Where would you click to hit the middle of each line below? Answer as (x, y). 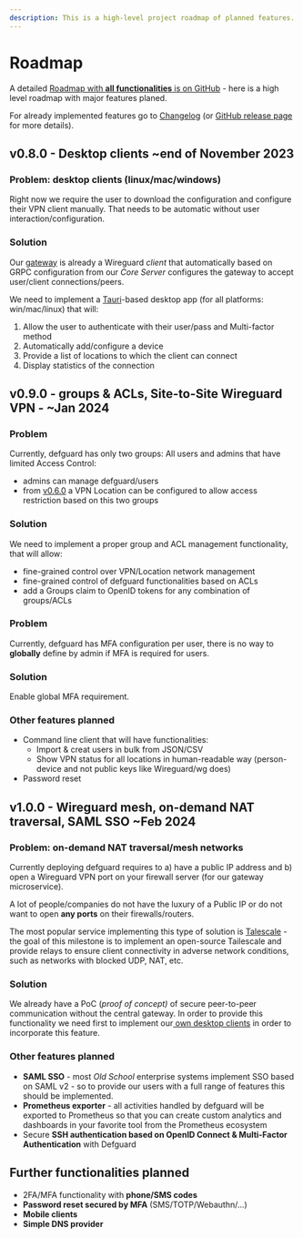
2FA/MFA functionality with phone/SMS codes (110, 1194)
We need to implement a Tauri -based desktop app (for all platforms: (136, 299)
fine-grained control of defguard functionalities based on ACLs (141, 581)
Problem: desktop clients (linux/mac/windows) (115, 179)
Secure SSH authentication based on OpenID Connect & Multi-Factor (155, 1134)
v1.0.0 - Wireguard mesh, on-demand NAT (132, 807)
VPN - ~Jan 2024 (60, 407)
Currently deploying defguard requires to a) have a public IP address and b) (151, 868)
